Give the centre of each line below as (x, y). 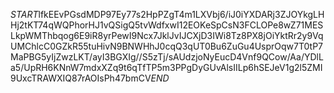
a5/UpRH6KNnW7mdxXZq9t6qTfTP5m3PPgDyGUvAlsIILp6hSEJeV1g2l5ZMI (166, 67)
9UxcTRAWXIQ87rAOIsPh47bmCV (81, 78)
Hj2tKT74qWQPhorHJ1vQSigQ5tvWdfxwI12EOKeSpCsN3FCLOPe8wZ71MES (167, 25)
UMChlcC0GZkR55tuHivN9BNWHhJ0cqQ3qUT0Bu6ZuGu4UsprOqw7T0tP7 (167, 46)
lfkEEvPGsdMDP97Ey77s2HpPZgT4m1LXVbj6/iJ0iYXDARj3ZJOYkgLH (181, 14)
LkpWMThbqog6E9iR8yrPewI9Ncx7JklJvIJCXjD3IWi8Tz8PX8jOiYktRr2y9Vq (167, 35)
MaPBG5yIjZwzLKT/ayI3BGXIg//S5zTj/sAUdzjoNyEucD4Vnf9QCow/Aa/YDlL (167, 57)
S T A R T (24, 14)
